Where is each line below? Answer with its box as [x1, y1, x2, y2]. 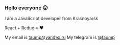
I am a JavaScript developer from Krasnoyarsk [4, 16, 98, 22]
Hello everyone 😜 [4, 4, 48, 11]
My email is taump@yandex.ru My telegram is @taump [4, 34, 115, 41]
